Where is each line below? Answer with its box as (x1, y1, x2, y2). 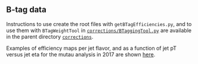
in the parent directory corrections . (6, 33, 94, 40)
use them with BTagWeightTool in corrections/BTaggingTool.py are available (6, 27, 192, 34)
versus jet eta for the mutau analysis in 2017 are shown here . (6, 50, 156, 58)
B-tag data (6, 5, 47, 15)
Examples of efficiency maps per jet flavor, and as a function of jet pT (6, 44, 177, 52)
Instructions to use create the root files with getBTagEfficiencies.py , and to (6, 20, 192, 27)
